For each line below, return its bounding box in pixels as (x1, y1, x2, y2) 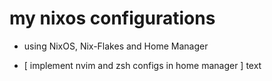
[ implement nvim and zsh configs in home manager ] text (23, 59, 262, 71)
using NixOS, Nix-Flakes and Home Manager (23, 40, 209, 52)
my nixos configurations (9, 7, 216, 30)
